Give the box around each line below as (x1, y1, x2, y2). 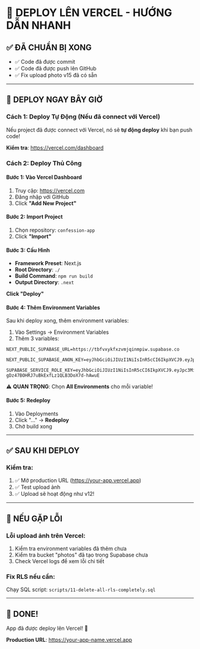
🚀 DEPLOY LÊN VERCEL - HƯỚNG (6, 6, 173, 20)
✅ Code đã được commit (14, 58, 76, 65)
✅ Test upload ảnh (14, 483, 61, 491)
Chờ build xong (14, 423, 52, 430)
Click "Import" (14, 233, 52, 240)
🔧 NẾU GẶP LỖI (6, 513, 62, 524)
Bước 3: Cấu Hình (6, 246, 51, 253)
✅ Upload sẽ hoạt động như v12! (14, 490, 95, 498)
